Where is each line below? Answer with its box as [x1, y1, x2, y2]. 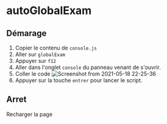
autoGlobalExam [6, 4, 92, 18]
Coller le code [15, 70, 51, 77]
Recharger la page [6, 111, 53, 118]
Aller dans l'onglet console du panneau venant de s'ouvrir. [15, 64, 162, 71]
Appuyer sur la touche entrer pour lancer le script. [15, 77, 143, 84]
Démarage [6, 28, 47, 38]
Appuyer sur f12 [15, 57, 57, 64]
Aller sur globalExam [15, 51, 66, 58]
